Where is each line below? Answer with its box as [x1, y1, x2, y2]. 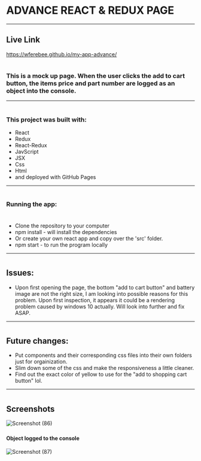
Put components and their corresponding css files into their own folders [14, 351, 193, 359]
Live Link [6, 35, 41, 45]
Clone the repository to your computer [14, 222, 109, 229]
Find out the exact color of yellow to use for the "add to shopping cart [14, 371, 187, 378]
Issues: [6, 268, 34, 278]
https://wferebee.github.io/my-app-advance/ [6, 50, 117, 57]
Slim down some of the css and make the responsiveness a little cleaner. [14, 365, 194, 372]
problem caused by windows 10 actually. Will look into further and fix [14, 303, 185, 310]
